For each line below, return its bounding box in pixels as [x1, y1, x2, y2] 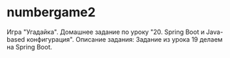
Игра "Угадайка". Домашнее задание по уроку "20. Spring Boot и [6, 28, 205, 36]
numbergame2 [6, 4, 96, 21]
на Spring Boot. [6, 42, 53, 51]
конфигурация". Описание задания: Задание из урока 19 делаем [26, 35, 223, 43]
